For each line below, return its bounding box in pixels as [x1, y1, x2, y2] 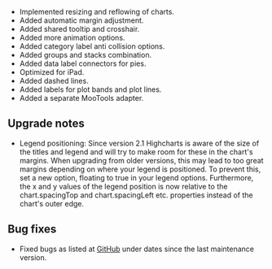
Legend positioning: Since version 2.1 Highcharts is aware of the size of [19, 138, 260, 148]
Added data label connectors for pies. [19, 59, 147, 68]
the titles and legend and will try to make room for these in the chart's [19, 146, 253, 157]
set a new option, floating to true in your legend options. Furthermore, [19, 172, 254, 182]
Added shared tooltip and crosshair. [19, 24, 140, 33]
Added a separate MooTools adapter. [19, 93, 144, 102]
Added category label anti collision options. [19, 41, 165, 51]
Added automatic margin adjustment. [19, 15, 144, 25]
